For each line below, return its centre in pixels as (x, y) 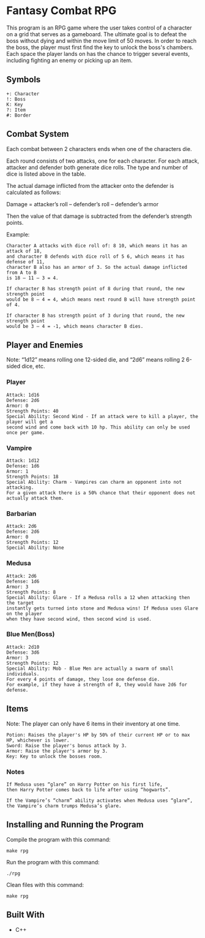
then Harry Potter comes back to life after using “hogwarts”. (89, 789)
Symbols (24, 79)
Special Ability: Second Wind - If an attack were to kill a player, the (102, 416)
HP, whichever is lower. (38, 740)
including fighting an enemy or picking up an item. (69, 60)
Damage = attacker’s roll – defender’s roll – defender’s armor (83, 204)
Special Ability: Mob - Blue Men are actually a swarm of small (90, 669)
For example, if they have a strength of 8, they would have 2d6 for (97, 684)
